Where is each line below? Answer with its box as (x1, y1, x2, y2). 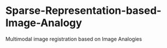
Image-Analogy (5, 16, 83, 29)
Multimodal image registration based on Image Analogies (5, 35, 142, 42)
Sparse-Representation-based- (5, 4, 162, 17)
